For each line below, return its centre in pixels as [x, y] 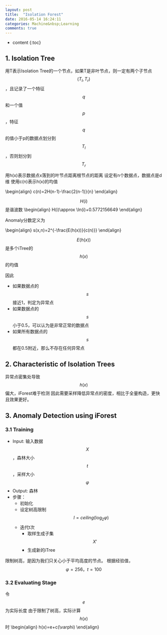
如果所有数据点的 [30, 332]
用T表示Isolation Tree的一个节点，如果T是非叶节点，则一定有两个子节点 [79, 71]
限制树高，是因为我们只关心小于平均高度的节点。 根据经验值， [69, 560]
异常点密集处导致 [23, 377]
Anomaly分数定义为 [25, 220]
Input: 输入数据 [28, 441]
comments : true [21, 28]
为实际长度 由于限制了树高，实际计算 [43, 610]
